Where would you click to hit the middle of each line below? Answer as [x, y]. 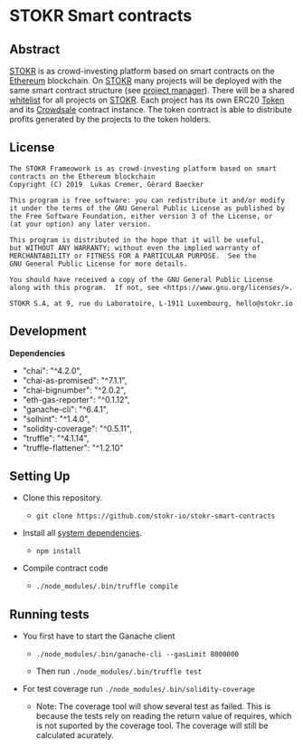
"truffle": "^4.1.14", [56, 438]
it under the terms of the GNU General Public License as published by [147, 208]
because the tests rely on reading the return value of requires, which [164, 716]
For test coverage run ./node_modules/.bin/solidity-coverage [138, 689]
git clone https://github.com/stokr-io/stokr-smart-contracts [156, 516]
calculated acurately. [75, 735]
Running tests [50, 614]
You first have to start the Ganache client [99, 637]
